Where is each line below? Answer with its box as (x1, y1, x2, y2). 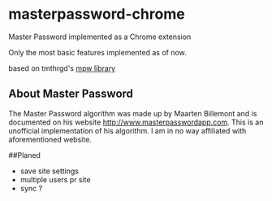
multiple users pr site (19, 174, 91, 184)
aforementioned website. (8, 134, 92, 144)
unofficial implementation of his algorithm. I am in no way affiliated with (8, 125, 247, 135)
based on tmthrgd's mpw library (8, 63, 116, 73)
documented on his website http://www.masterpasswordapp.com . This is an (8, 117, 264, 127)
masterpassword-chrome (8, 5, 185, 24)
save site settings (19, 166, 80, 176)
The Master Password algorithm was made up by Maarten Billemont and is (8, 108, 257, 118)
